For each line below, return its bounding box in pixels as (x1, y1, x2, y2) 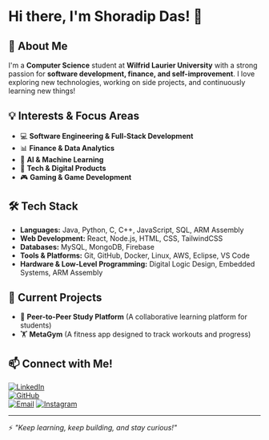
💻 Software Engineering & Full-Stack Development (19, 131, 194, 141)
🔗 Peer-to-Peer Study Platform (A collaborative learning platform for (19, 312, 248, 322)
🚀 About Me (8, 39, 68, 53)
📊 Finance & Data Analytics (19, 143, 114, 153)
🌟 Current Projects (8, 291, 102, 304)
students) (19, 320, 52, 330)
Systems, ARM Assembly (19, 267, 103, 277)
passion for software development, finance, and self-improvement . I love (8, 69, 255, 79)
